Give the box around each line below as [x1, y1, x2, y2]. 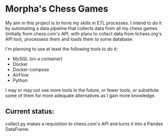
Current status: [5, 107, 55, 116]
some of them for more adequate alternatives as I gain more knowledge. [5, 92, 156, 98]
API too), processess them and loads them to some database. [5, 36, 134, 42]
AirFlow [12, 72, 29, 78]
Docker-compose [12, 66, 50, 73]
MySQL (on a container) [12, 55, 63, 61]
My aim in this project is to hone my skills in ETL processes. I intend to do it [5, 20, 162, 26]
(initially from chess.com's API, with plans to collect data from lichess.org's [5, 30, 162, 37]
